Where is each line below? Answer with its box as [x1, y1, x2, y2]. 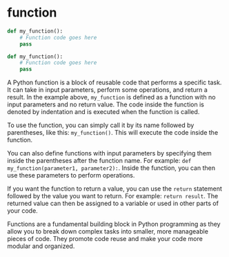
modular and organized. [7, 242, 75, 250]
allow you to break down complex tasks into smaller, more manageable [7, 227, 209, 236]
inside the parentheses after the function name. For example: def [7, 157, 192, 165]
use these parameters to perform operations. [7, 171, 135, 180]
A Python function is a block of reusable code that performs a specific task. [7, 78, 222, 87]
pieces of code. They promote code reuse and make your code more [7, 235, 203, 243]
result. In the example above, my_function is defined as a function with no [7, 93, 216, 102]
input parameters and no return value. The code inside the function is [7, 100, 205, 108]
